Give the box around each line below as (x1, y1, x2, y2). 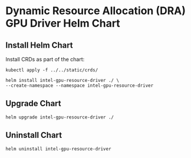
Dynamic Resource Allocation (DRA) (5, 4, 186, 18)
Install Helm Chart (5, 40, 73, 50)
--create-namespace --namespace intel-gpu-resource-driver (5, 83, 154, 88)
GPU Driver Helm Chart (5, 17, 120, 30)
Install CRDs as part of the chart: (5, 56, 85, 62)
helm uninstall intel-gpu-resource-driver (5, 146, 111, 152)
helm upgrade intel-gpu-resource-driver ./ (5, 114, 114, 120)
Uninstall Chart (5, 130, 62, 140)
